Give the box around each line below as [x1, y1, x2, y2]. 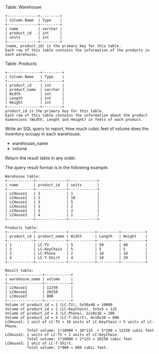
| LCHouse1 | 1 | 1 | [5, 191, 99, 196]
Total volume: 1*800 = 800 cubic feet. [26, 345, 109, 350]
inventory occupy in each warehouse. [5, 131, 81, 136]
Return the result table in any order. [5, 155, 76, 161]
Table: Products [5, 61, 37, 66]
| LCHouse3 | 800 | [5, 294, 73, 299]
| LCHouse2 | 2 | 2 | [5, 208, 99, 213]
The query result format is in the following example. [5, 165, 109, 170]
